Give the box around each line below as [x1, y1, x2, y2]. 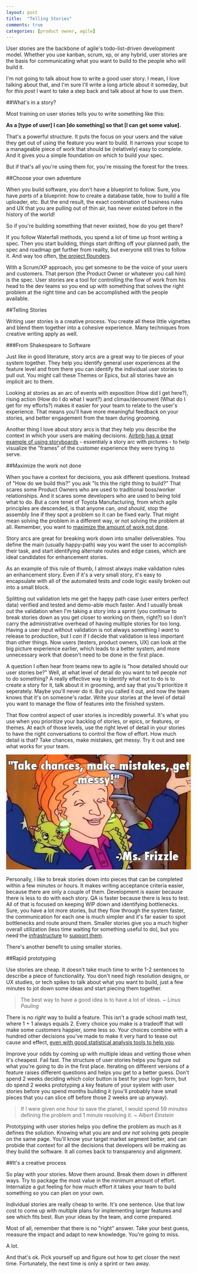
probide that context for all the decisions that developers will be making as [6, 1142, 186, 1149]
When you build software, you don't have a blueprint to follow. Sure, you [6, 186, 181, 193]
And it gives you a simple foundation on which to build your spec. [6, 152, 164, 159]
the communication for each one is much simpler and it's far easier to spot [6, 913, 186, 920]
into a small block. [6, 584, 50, 591]
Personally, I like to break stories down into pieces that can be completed [6, 876, 183, 883]
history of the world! [6, 211, 55, 218]
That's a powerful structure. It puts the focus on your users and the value [6, 133, 183, 140]
